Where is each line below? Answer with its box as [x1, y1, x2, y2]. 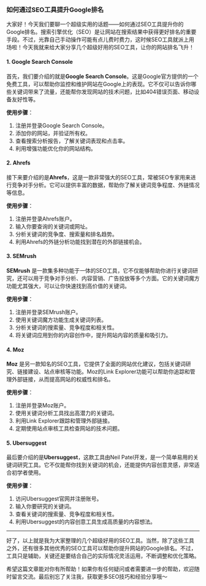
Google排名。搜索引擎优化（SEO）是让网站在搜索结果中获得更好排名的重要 [6, 28, 197, 36]
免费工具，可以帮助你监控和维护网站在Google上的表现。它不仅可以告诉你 [6, 80, 191, 87]
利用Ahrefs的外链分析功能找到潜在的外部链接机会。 [15, 238, 145, 245]
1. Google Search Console [6, 58, 74, 65]
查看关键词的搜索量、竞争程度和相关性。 [15, 510, 118, 518]
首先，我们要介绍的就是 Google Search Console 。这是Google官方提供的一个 [6, 72, 199, 80]
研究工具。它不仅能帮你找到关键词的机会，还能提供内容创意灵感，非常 [17, 461, 194, 469]
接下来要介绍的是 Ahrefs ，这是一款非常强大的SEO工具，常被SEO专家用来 [6, 173, 191, 181]
